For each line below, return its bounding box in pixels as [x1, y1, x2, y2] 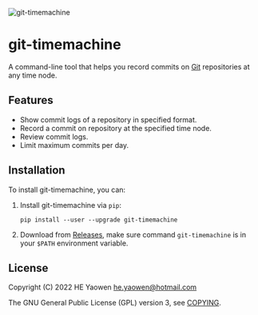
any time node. [8, 70, 58, 80]
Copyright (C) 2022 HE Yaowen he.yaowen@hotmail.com [8, 282, 197, 292]
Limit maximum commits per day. [19, 140, 129, 150]
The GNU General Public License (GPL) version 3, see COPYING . [8, 298, 222, 308]
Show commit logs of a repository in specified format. [19, 114, 197, 124]
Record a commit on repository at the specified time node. [19, 123, 212, 133]
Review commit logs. [19, 132, 89, 142]
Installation [8, 164, 65, 177]
